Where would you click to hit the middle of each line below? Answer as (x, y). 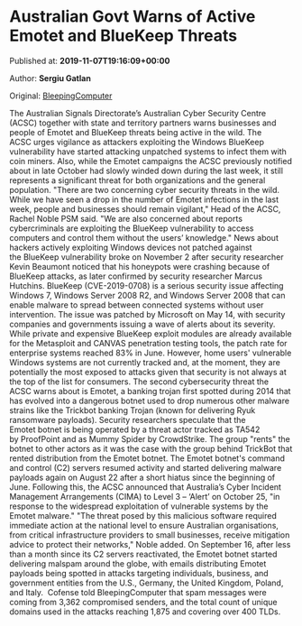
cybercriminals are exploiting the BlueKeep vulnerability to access (132, 228)
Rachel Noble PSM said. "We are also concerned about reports (126, 218)
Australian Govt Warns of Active (133, 17)
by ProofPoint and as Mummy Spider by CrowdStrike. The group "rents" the (150, 438)
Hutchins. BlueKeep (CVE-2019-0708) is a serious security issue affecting (146, 285)
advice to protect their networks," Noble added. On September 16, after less (150, 544)
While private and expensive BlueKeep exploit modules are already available (151, 333)
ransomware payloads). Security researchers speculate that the (128, 419)
